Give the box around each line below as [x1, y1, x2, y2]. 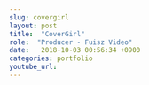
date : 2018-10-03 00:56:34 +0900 [9, 46, 141, 55]
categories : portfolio [9, 54, 93, 63]
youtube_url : [9, 63, 58, 72]
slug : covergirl [9, 12, 69, 22]
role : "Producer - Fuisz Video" [9, 37, 133, 47]
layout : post [9, 21, 58, 30]
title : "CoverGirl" [9, 29, 86, 38]
